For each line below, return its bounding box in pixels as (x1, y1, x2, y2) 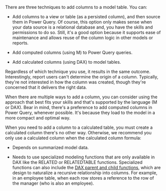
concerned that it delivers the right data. (5, 84, 87, 90)
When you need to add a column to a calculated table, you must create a (5, 124, 153, 130)
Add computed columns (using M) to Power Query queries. (12, 49, 132, 55)
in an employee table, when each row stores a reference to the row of (12, 175, 154, 181)
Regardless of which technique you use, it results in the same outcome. (5, 69, 151, 75)
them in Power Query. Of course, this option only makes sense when (12, 19, 152, 25)
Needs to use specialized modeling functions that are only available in (12, 154, 155, 160)
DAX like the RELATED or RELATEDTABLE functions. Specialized (12, 159, 143, 165)
